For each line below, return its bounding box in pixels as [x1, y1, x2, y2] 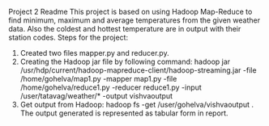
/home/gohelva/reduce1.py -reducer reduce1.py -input [19, 82, 203, 92]
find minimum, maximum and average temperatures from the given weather [8, 15, 261, 25]
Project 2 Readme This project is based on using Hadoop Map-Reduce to [8, 7, 253, 16]
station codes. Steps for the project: [8, 32, 128, 42]
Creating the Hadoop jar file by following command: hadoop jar [19, 57, 231, 66]
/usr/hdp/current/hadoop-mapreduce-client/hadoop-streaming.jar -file [19, 65, 257, 75]
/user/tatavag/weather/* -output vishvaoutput [19, 91, 173, 100]
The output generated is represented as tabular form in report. [19, 108, 228, 118]
